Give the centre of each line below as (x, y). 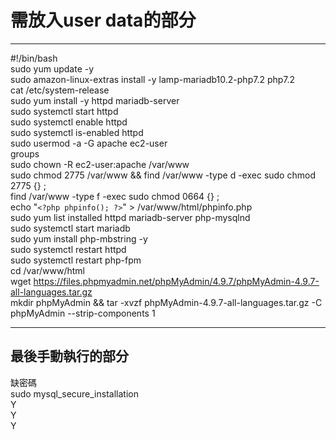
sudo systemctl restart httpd (68, 249)
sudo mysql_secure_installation (74, 393)
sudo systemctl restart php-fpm (76, 260)
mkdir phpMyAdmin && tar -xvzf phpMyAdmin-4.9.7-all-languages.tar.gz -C (166, 302)
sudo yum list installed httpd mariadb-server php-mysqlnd (130, 217)
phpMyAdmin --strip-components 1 (83, 313)
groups (25, 153)
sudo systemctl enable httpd (69, 122)
